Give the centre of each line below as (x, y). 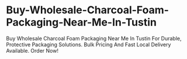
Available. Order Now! (32, 50)
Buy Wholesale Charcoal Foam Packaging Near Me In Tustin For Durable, (94, 38)
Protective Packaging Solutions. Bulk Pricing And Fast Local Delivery (89, 45)
